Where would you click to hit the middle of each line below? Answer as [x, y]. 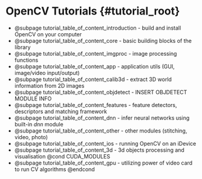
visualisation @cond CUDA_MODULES [62, 156]
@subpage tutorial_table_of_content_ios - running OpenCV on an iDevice [105, 143]
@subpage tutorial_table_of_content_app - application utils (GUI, [94, 66]
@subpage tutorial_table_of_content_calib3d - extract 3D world [93, 79]
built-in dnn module [39, 124]
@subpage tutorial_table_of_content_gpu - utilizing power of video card [103, 163]
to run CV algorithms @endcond [54, 169]
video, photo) [31, 137]
